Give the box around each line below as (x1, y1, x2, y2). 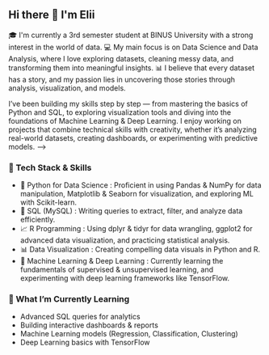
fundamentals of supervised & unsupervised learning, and (19, 264, 214, 275)
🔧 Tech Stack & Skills (8, 162, 92, 173)
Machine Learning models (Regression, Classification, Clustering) (19, 329, 238, 339)
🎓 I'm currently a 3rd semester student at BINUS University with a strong (8, 30, 254, 40)
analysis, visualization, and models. (8, 82, 127, 93)
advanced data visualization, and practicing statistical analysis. (19, 235, 230, 245)
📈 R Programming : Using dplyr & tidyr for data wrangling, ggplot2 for (19, 224, 253, 234)
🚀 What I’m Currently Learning (8, 294, 130, 305)
